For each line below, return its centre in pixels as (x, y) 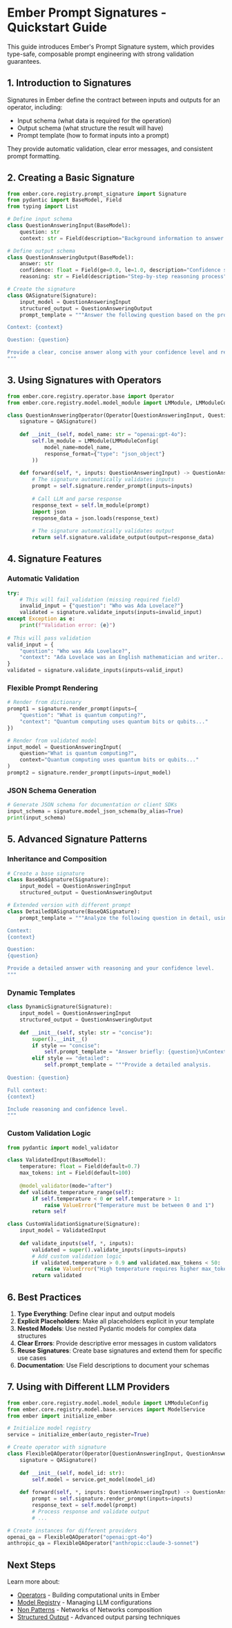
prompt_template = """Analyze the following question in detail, (116, 918)
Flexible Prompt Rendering (52, 688)
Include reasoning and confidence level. (68, 1109)
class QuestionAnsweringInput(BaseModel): (69, 226)
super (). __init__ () (60, 1039)
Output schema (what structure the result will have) (90, 128)
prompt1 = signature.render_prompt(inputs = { (72, 709)
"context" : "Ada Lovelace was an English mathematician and (108, 658)
